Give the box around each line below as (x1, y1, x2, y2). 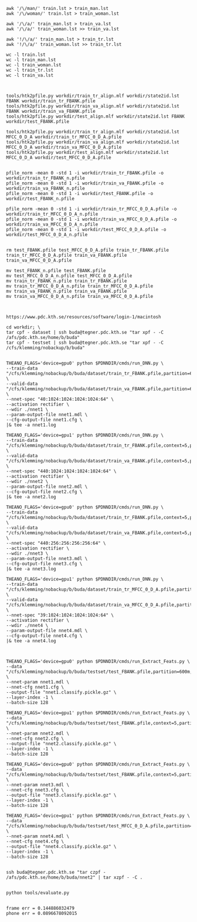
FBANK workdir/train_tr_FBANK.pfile (6, 98, 96, 104)
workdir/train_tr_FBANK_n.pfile (6, 175, 85, 181)
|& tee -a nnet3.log (6, 566, 57, 572)
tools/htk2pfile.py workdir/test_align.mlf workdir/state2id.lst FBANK (6, 113, 185, 119)
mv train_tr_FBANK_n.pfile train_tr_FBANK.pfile (6, 278, 127, 284)
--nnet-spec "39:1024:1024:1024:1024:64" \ (6, 612, 114, 618)
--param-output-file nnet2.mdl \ (6, 484, 88, 490)
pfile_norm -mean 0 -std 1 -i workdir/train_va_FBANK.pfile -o (6, 180, 164, 186)
